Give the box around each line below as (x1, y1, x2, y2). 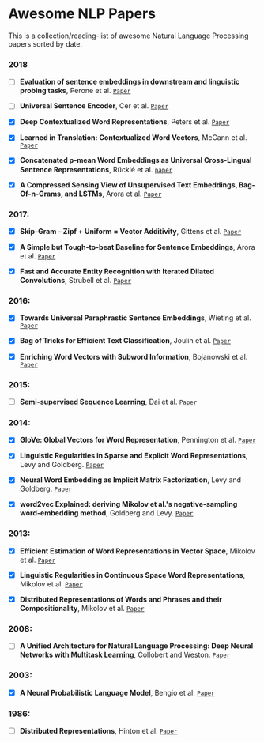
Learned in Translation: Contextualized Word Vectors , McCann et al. (19, 133, 247, 142)
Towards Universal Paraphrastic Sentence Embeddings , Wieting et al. (19, 313, 251, 322)
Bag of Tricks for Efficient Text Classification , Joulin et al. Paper (19, 336, 232, 345)
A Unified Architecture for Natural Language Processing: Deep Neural (19, 641, 254, 651)
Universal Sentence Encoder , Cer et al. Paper (19, 101, 169, 111)
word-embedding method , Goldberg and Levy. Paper (19, 508, 194, 518)
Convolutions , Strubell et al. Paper (19, 276, 132, 285)
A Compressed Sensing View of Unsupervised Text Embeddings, (19, 179, 238, 190)
